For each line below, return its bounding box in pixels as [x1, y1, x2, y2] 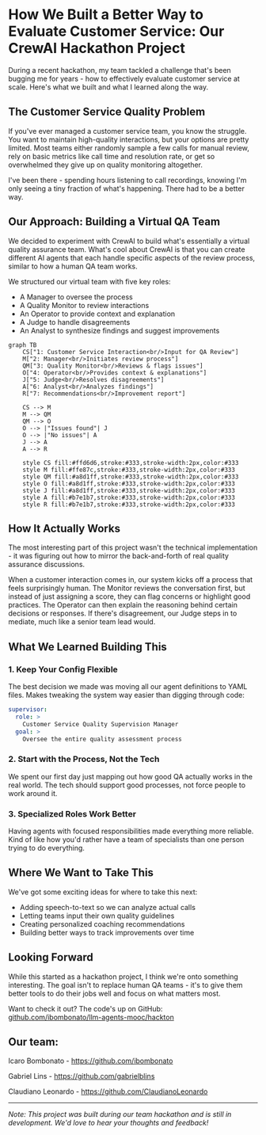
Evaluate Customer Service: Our [8, 22, 225, 40]
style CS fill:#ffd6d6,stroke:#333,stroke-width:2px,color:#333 [22, 459, 239, 467]
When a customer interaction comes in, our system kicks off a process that [8, 575, 253, 585]
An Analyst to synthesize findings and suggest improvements [19, 326, 220, 335]
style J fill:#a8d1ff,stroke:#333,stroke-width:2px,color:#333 [22, 486, 236, 494]
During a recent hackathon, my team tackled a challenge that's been [8, 65, 231, 74]
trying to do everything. [8, 844, 85, 853]
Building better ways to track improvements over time [19, 927, 195, 937]
